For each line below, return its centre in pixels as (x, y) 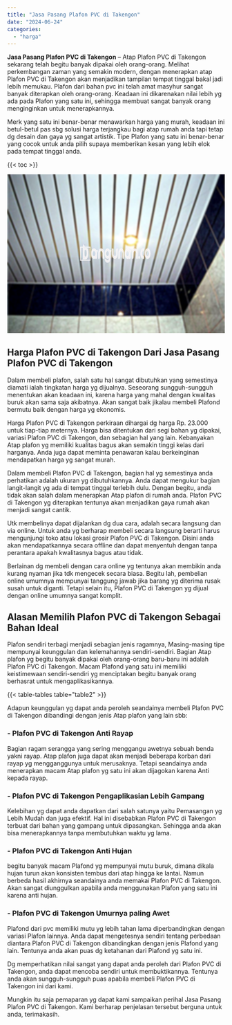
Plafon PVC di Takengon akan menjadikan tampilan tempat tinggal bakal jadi (115, 79)
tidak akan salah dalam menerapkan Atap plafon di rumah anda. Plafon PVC (115, 495)
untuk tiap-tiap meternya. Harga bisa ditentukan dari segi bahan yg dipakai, (114, 430)
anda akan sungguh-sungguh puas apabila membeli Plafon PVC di (101, 979)
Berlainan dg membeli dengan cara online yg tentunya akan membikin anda (114, 566)
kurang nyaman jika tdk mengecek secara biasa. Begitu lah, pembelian (107, 573)
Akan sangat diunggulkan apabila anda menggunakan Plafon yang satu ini (112, 888)
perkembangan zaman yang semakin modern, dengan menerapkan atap (110, 72)
